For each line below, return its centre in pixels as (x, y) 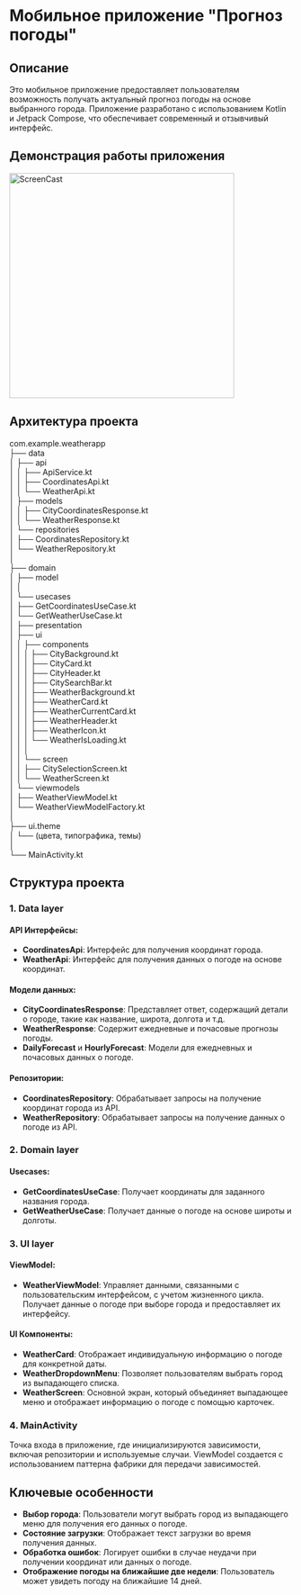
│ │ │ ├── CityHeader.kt (55, 672)
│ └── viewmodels (45, 788)
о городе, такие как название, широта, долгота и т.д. (124, 1019)
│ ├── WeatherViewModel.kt (63, 797)
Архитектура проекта (74, 422)
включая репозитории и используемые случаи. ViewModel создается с (146, 1455)
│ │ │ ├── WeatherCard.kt (59, 701)
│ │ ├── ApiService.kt (51, 472)
